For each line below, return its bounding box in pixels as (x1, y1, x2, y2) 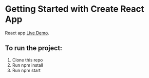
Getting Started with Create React (5, 3, 145, 15)
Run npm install (12, 62, 43, 68)
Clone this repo (12, 57, 43, 63)
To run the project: (5, 44, 62, 52)
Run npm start (12, 67, 41, 73)
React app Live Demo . (5, 30, 50, 36)
